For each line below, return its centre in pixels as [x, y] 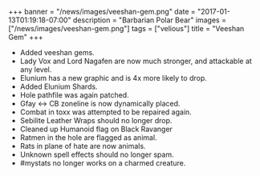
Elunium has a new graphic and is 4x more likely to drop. [113, 78]
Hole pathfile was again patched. [75, 95]
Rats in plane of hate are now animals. [83, 146]
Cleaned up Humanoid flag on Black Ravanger [96, 129]
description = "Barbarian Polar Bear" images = [150, 20]
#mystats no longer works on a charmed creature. [103, 163]
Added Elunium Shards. [59, 86]
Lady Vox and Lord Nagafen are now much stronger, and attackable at [136, 61]
